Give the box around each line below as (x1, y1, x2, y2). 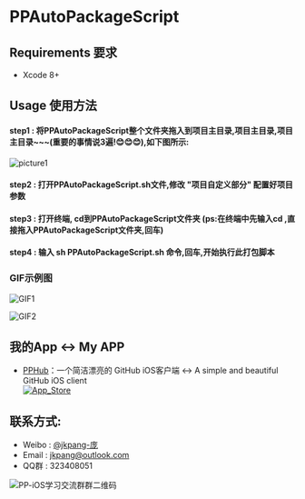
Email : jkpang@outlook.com (22, 450, 130, 461)
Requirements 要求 (9, 45, 118, 60)
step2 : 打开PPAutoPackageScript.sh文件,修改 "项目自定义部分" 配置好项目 (9, 179, 293, 190)
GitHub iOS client (22, 375, 88, 386)
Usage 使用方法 (9, 98, 98, 114)
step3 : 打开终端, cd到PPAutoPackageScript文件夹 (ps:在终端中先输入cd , (9, 213, 288, 224)
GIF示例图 (9, 272, 53, 284)
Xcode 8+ (22, 70, 60, 80)
